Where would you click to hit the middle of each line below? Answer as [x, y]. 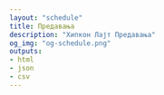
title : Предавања [42, 26]
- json [22, 69]
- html [22, 60]
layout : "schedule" [46, 18]
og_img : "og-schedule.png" [60, 43]
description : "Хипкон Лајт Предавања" [82, 34]
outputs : [26, 52]
